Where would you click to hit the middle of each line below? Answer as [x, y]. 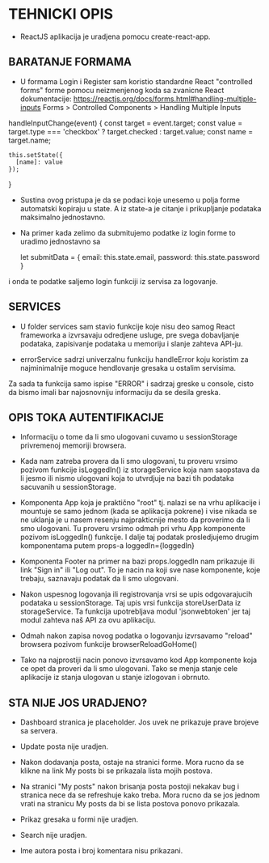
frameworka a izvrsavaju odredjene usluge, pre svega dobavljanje [130, 335]
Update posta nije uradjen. [64, 746]
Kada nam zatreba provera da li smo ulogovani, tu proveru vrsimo [129, 461]
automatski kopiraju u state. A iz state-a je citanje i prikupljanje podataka [141, 208]
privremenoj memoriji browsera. [73, 445]
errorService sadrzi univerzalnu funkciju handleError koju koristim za [134, 359]
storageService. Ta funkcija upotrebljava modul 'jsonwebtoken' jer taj [135, 611]
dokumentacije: [46, 99]
